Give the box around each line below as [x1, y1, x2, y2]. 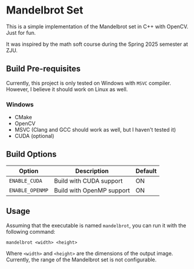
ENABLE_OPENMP [9, 187, 49, 194]
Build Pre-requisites [6, 64, 81, 74]
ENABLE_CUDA [9, 177, 43, 184]
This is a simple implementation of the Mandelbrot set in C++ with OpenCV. [6, 23, 189, 30]
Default [135, 167, 157, 175]
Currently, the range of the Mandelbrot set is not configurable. [6, 256, 157, 263]
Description [75, 167, 109, 175]
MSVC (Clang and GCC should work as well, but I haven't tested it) [14, 126, 176, 133]
